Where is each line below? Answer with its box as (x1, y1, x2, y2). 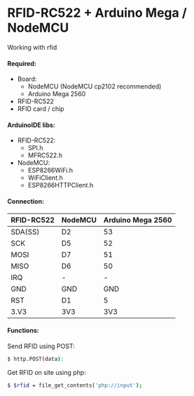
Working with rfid (7, 43, 57, 51)
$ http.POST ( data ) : (7, 355, 64, 362)
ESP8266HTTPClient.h (27, 181, 94, 190)
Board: (17, 75, 37, 84)
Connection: (7, 197, 44, 205)
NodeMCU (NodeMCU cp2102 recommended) (27, 82, 162, 91)
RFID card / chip (17, 105, 64, 113)
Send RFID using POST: (7, 342, 75, 350)
